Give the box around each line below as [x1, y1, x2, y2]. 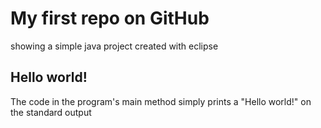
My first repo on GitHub [10, 7, 210, 30]
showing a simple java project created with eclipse [10, 40, 219, 52]
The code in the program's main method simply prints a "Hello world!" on [10, 95, 312, 107]
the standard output [10, 106, 92, 118]
